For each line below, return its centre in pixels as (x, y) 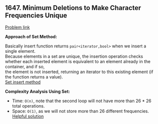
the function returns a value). (34, 77)
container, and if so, (25, 66)
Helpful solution (28, 116)
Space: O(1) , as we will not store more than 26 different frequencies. (80, 111)
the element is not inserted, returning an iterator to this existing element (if (79, 72)
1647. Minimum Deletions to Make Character (73, 8)
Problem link (17, 27)
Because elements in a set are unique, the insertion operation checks (74, 56)
